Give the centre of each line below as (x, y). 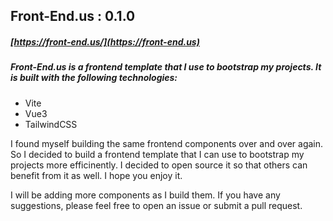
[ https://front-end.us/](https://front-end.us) (105, 41)
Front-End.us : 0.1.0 (73, 16)
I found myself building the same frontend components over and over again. (167, 143)
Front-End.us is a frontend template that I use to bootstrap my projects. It (166, 67)
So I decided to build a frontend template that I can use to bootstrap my (157, 154)
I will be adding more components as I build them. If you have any (145, 195)
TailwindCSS (51, 124)
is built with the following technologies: (94, 78)
